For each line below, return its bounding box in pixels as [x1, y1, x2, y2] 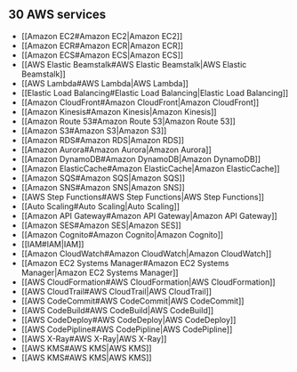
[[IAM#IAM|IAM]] [20, 239, 84, 249]
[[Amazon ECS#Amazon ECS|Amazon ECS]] [20, 49, 184, 61]
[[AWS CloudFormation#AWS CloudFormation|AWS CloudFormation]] [20, 276, 277, 287]
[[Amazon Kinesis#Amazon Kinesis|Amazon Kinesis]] [20, 106, 217, 117]
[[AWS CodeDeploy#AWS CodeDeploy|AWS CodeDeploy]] [20, 314, 237, 325]
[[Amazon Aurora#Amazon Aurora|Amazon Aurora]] [20, 144, 212, 155]
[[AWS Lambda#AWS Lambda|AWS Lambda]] [20, 77, 189, 88]
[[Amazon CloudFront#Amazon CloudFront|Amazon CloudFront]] [20, 97, 260, 108]
